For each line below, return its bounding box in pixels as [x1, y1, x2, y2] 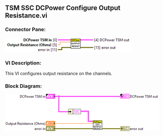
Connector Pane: [5, 26, 46, 33]
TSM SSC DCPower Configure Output [5, 4, 121, 12]
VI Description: [5, 59, 41, 66]
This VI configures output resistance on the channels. [5, 70, 113, 76]
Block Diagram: [5, 82, 42, 89]
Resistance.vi [5, 12, 48, 20]
